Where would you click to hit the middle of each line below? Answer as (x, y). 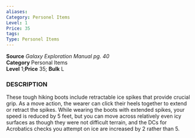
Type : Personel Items (33, 39)
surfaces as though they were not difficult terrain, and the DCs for (87, 123)
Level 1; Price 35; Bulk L (35, 69)
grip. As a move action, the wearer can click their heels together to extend (97, 103)
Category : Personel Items (38, 17)
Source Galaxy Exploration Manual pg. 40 (58, 56)
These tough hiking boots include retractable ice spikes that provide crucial (98, 97)
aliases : (17, 12)
